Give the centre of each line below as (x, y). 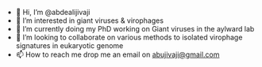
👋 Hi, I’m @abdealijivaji (53, 12)
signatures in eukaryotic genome (69, 46)
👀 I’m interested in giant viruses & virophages (90, 20)
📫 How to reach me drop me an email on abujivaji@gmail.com (118, 54)
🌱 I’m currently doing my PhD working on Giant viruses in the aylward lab (135, 29)
